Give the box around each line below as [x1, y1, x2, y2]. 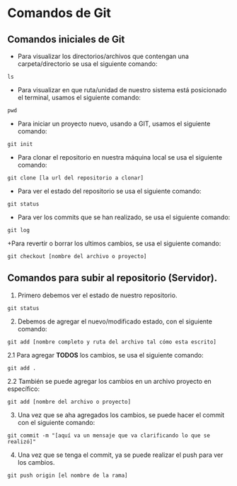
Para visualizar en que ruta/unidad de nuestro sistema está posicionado [17, 86, 227, 94]
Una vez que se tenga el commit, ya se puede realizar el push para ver [17, 451, 224, 459]
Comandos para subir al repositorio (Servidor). [7, 272, 218, 285]
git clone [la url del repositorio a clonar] [7, 175, 144, 182]
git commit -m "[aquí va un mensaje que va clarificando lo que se [7, 431, 211, 439]
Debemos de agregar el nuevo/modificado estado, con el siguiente [17, 317, 212, 326]
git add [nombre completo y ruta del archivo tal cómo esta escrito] [7, 338, 217, 346]
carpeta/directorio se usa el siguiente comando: [17, 60, 158, 68]
